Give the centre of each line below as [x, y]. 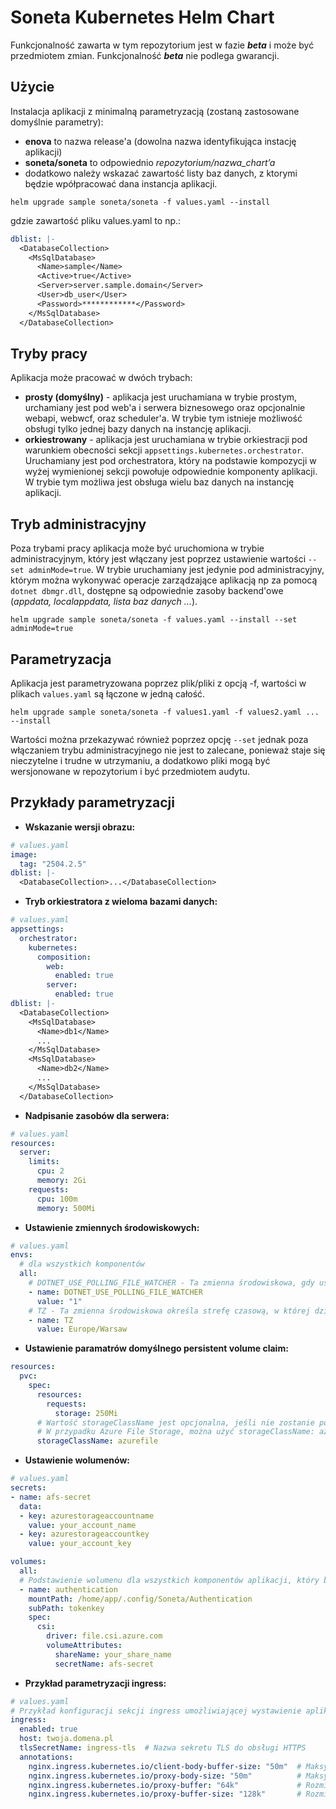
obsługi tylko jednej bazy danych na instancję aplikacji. [138, 429]
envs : [21, 1255]
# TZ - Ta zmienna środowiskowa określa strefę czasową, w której [169, 1311]
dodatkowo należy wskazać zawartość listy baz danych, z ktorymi [161, 173]
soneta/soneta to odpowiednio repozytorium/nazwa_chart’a [150, 162]
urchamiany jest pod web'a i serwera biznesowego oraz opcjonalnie [165, 408]
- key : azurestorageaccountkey [84, 1534]
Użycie [32, 87]
